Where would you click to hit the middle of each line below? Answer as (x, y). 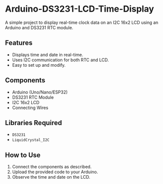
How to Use (23, 155)
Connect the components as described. (52, 167)
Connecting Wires (30, 108)
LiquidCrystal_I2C (31, 140)
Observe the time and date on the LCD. (51, 177)
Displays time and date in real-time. (48, 55)
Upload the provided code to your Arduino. (55, 172)
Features (19, 43)
